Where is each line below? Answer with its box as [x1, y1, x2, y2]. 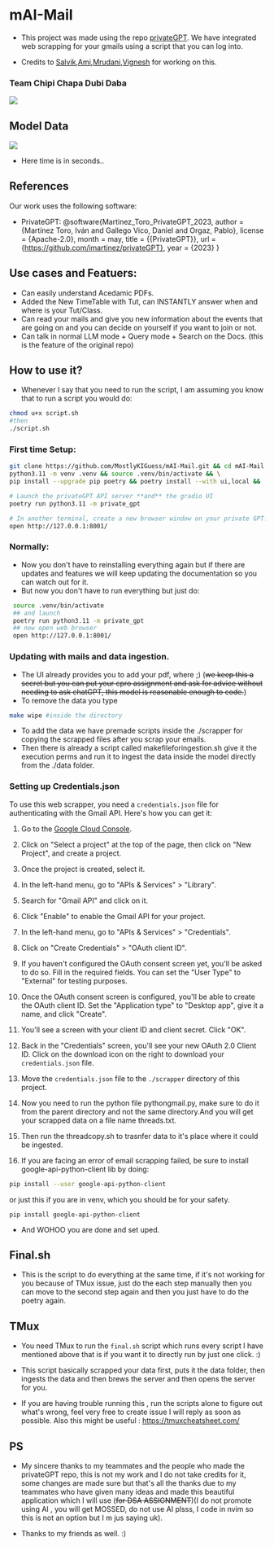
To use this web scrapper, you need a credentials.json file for [9, 799, 219, 809]
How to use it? [9, 364, 83, 378]
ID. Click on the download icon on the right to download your [20, 1049, 224, 1059]
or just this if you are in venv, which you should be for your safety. [9, 1194, 230, 1204]
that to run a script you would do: [20, 393, 133, 404]
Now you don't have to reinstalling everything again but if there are [20, 559, 246, 569]
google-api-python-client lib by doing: [20, 1164, 150, 1174]
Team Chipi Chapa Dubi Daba [9, 77, 127, 89]
